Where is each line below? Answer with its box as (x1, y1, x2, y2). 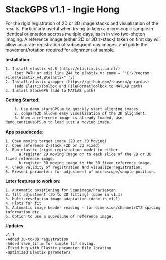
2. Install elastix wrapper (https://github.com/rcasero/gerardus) (5, 79, 150, 84)
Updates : (5, 222, 25, 229)
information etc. (5, 209, 42, 214)
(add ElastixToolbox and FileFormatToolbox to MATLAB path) (14, 84, 143, 89)
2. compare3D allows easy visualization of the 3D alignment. (14, 111, 147, 116)
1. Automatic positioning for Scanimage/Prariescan (5, 187, 116, 193)
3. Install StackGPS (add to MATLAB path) (5, 88, 96, 93)
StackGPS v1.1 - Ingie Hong (5, 4, 120, 15)
